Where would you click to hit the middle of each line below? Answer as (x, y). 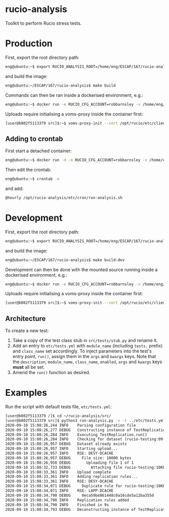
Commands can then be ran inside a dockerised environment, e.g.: (74, 95)
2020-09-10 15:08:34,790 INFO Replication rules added (67, 500)
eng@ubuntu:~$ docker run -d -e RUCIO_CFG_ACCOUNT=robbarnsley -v (76, 160)
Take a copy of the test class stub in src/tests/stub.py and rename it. (85, 340)
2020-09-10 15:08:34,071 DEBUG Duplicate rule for (64, 486)
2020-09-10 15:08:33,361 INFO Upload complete (58, 472)
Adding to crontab (34, 139)
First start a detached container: (38, 151)
